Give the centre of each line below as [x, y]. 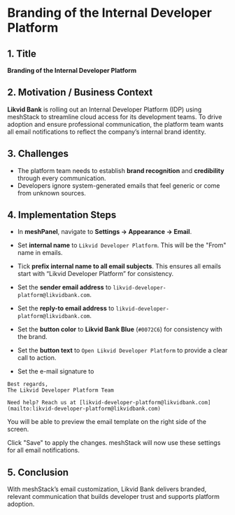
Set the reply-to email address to [66, 308]
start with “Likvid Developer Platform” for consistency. [95, 274]
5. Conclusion [38, 472]
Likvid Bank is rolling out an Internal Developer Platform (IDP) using [105, 109]
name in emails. [40, 253]
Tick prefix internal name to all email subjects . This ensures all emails [119, 266]
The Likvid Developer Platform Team [60, 390]
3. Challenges [38, 154]
